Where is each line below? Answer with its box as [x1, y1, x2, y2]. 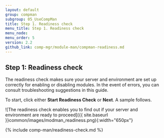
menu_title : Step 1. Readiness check [5, 26, 84, 31]
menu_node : [5, 31, 28, 36]
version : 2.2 [5, 40, 33, 45]
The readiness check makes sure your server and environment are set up [5, 76, 157, 83]
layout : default [5, 7, 39, 13]
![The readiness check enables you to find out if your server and [5, 106, 138, 113]
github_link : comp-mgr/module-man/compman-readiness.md [5, 45, 124, 50]
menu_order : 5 [5, 36, 35, 41]
